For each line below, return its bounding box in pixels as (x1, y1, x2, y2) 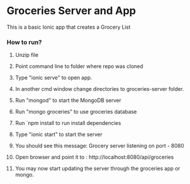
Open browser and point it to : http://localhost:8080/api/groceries (15, 154, 174, 161)
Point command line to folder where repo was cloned (15, 63, 143, 70)
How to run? (6, 38, 42, 46)
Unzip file (15, 52, 39, 59)
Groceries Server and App (6, 4, 137, 18)
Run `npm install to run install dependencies (15, 120, 121, 127)
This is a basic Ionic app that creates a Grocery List (6, 23, 131, 30)
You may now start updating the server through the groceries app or (15, 165, 181, 172)
